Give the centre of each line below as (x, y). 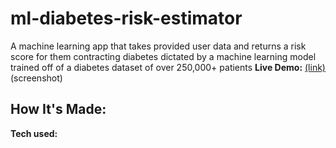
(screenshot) (36, 78)
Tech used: (34, 133)
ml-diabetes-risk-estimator (126, 18)
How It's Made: (58, 109)
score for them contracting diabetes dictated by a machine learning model (163, 56)
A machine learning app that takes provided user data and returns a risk (158, 46)
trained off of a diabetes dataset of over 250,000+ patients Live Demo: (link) (168, 67)
